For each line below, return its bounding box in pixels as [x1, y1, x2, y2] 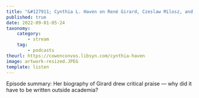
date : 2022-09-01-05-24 [6, 20, 66, 26]
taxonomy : [6, 25, 31, 31]
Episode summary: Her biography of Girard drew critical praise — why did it [6, 80, 192, 87]
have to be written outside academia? [6, 87, 98, 94]
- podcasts [27, 48, 55, 53]
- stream [27, 36, 49, 42]
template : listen [6, 64, 49, 70]
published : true [6, 14, 46, 20]
